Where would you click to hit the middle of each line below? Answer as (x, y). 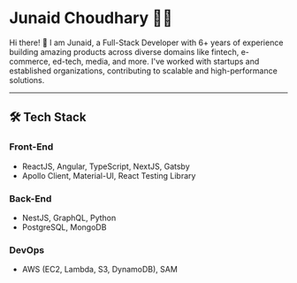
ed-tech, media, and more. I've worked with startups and (156, 61)
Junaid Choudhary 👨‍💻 (91, 18)
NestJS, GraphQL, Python (69, 218)
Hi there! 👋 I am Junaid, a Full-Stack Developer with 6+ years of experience (146, 42)
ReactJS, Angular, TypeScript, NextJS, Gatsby (106, 166)
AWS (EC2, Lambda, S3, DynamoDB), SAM (100, 270)
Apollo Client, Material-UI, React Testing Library (109, 175)
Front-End (31, 147)
